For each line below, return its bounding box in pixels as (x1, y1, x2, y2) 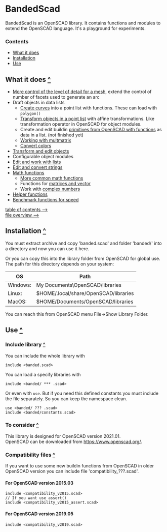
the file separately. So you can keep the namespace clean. (5, 395, 128, 402)
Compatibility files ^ (5, 451, 56, 458)
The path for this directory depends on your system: (5, 260, 114, 267)
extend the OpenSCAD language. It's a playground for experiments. (5, 25, 146, 31)
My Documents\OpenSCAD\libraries (36, 281, 122, 288)
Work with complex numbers (20, 186, 80, 192)
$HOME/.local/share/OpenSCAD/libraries (36, 289, 134, 297)
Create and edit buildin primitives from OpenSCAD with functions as (20, 127, 162, 133)
